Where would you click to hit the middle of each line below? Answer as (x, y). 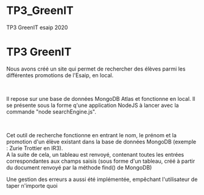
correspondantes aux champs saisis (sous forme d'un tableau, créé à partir (101, 161)
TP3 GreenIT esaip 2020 (37, 27)
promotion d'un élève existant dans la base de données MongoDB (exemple (101, 142)
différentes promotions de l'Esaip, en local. (60, 75)
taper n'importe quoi (32, 185)
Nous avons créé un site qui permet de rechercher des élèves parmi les (96, 69)
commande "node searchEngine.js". (51, 111)
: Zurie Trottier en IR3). (35, 148)
